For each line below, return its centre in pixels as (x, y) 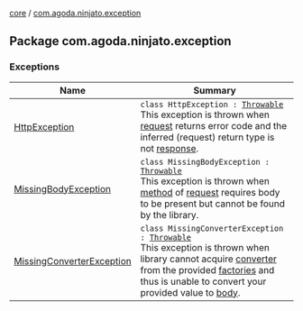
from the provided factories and (207, 270)
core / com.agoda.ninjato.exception (75, 13)
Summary (215, 90)
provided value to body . (190, 292)
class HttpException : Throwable (212, 104)
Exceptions (35, 67)
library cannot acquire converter (208, 259)
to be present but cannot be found (213, 204)
